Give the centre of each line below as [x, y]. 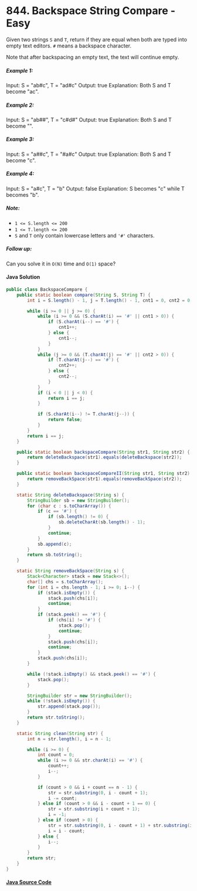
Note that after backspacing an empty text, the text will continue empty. [93, 57]
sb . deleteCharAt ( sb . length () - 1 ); [102, 522]
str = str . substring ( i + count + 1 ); [94, 809]
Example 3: [20, 140]
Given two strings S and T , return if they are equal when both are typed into [97, 39]
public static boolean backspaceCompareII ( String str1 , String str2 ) [103, 474]
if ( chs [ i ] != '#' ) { [74, 620]
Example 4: [20, 174]
